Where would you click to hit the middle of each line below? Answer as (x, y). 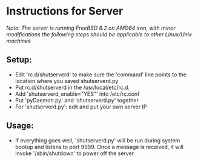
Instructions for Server (65, 11)
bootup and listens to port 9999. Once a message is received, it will (99, 147)
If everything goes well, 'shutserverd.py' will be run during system (97, 140)
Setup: (19, 60)
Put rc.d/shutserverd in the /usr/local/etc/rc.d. (72, 87)
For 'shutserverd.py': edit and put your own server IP (81, 107)
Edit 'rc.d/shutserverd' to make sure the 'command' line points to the (101, 75)
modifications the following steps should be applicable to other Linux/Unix (99, 34)
